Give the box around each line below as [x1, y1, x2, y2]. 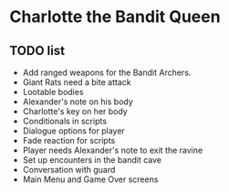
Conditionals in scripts [22, 116, 108, 126]
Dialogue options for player [22, 125, 125, 136]
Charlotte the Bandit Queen [9, 6, 221, 27]
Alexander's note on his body [22, 96, 134, 107]
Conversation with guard [22, 165, 116, 175]
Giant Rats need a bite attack [22, 77, 131, 88]
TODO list [9, 43, 66, 59]
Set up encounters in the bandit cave [22, 155, 162, 165]
